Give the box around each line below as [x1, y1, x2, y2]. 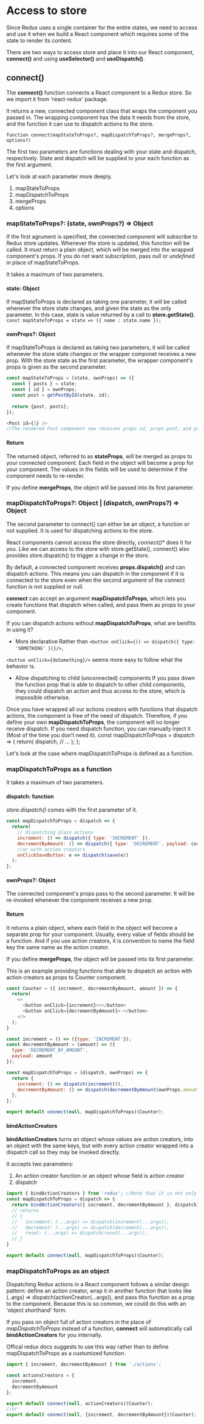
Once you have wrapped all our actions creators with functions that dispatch [6, 705, 198, 713]
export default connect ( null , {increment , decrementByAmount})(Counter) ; [6, 1412, 197, 1418]
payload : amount [12, 1053, 53, 1059]
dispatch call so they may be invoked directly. [6, 1149, 120, 1156]
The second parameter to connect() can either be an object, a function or [6, 520, 190, 528]
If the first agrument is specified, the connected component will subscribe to [6, 233, 198, 241]
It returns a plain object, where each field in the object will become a [6, 924, 178, 931]
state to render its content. [6, 37, 73, 44]
